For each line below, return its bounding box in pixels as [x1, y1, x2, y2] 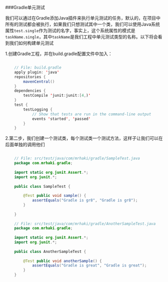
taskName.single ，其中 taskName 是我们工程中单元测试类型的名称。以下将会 [5, 34, 158, 40]
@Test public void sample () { [23, 193, 86, 198]
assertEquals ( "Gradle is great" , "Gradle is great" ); [32, 263, 147, 268]
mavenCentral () [23, 79, 55, 84]
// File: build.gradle [14, 65, 62, 70]
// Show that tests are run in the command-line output [32, 112, 151, 117]
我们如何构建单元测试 [9, 40, 54, 46]
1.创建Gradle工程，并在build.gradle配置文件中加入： [5, 51, 113, 57]
